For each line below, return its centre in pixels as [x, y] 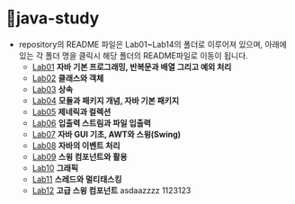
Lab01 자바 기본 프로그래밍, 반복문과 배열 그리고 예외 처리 [132, 67]
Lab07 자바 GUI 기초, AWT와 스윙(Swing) [107, 134]
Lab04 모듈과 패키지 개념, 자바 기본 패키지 [105, 100]
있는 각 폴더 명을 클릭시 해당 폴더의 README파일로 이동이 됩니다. [133, 55]
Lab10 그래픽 [55, 168]
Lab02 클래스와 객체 [68, 78]
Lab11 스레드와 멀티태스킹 [77, 179]
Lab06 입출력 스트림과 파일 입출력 [91, 123]
